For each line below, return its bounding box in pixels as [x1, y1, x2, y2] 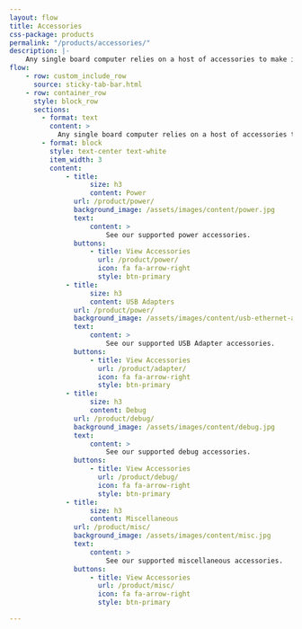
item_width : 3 [49, 155, 102, 164]
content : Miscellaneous [89, 514, 179, 524]
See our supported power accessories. [105, 230, 252, 239]
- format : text [41, 113, 99, 122]
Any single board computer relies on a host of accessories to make [25, 55, 288, 64]
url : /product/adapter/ [97, 364, 187, 373]
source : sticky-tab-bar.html [32, 80, 143, 89]
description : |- [9, 47, 70, 56]
